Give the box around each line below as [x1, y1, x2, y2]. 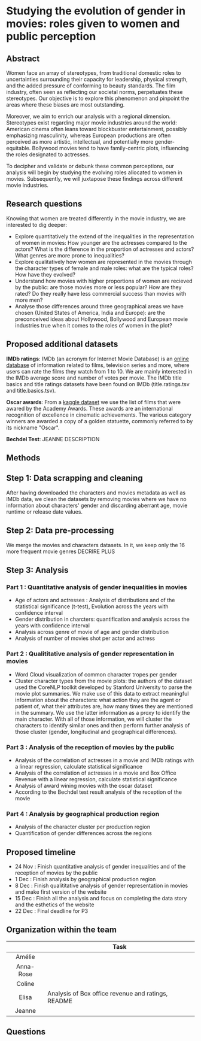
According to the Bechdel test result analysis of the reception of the [14, 788, 182, 796]
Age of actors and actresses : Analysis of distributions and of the [14, 597, 175, 604]
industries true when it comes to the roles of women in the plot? [14, 321, 172, 329]
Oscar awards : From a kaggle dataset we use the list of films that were [6, 398, 181, 405]
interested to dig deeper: [6, 221, 68, 228]
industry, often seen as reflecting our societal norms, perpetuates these [6, 89, 183, 95]
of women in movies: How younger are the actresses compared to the [14, 239, 187, 246]
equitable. [6, 145, 31, 151]
